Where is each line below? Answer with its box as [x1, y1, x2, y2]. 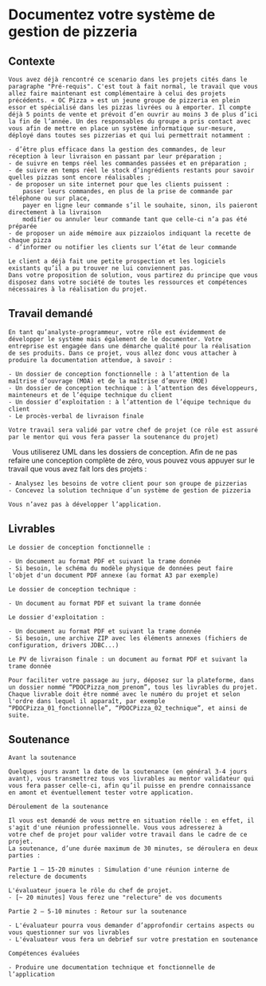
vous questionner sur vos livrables [8, 928, 130, 936]
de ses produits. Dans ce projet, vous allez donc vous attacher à [8, 349, 237, 357]
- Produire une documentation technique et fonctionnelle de [8, 964, 216, 972]
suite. [8, 711, 30, 719]
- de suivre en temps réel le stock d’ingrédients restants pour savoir [8, 166, 255, 174]
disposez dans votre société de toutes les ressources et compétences [8, 278, 248, 286]
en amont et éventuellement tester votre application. [8, 789, 194, 797]
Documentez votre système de [8, 6, 216, 24]
